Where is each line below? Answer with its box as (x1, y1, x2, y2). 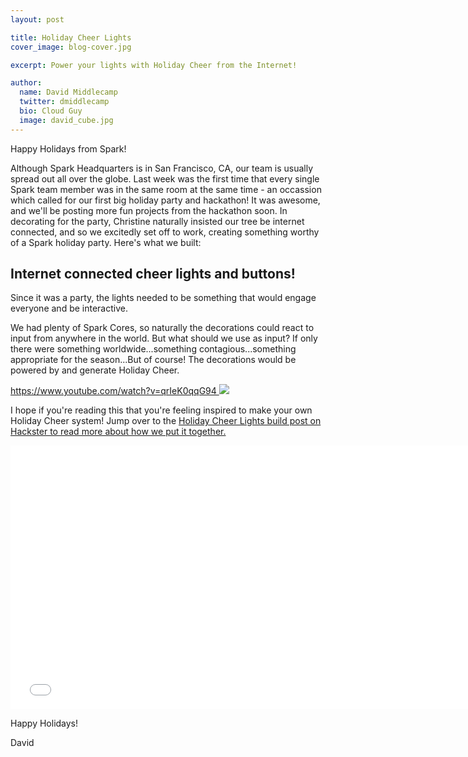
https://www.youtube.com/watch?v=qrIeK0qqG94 (10, 385, 217, 397)
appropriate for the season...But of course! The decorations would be (10, 354, 297, 366)
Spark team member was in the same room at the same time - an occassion (10, 183, 322, 195)
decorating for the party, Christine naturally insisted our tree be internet (10, 215, 305, 227)
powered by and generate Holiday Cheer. (10, 364, 180, 376)
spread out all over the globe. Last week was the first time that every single (10, 172, 320, 185)
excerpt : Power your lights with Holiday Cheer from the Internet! (10, 60, 298, 70)
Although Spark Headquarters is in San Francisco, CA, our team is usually (10, 162, 314, 174)
